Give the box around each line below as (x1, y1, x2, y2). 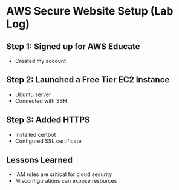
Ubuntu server (15, 91, 51, 98)
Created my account (15, 57, 67, 64)
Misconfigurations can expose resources (15, 177, 117, 185)
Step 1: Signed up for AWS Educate (6, 41, 140, 51)
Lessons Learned (6, 155, 73, 165)
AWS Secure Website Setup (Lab (6, 4, 174, 18)
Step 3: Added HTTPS (6, 115, 90, 125)
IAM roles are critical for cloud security (15, 171, 112, 178)
